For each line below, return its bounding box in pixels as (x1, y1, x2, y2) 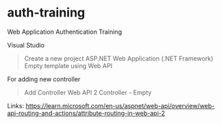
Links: (7, 101, 24, 110)
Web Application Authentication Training (7, 28, 122, 36)
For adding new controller (7, 74, 81, 83)
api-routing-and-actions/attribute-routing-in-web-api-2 (7, 109, 165, 117)
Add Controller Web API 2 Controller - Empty (24, 88, 152, 96)
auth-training (7, 5, 85, 21)
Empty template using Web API (24, 61, 113, 70)
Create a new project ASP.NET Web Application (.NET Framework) (24, 54, 214, 63)
